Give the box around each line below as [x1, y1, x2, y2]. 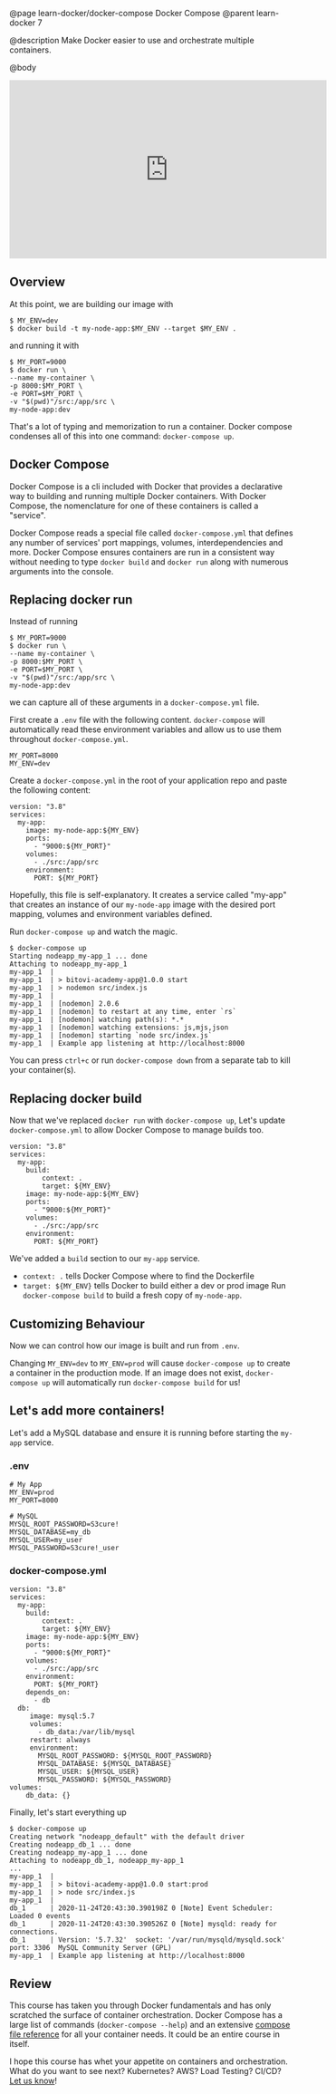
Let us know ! [9, 2075, 57, 2087]
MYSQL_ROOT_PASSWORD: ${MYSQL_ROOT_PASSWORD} [37, 1751, 213, 1761]
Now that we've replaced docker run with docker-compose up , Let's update [9, 1115, 286, 1126]
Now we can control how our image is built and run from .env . [9, 1340, 240, 1351]
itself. [9, 2039, 30, 2050]
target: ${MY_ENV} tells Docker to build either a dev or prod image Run [22, 1280, 287, 1291]
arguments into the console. [9, 565, 114, 576]
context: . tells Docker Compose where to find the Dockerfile [22, 1270, 255, 1281]
